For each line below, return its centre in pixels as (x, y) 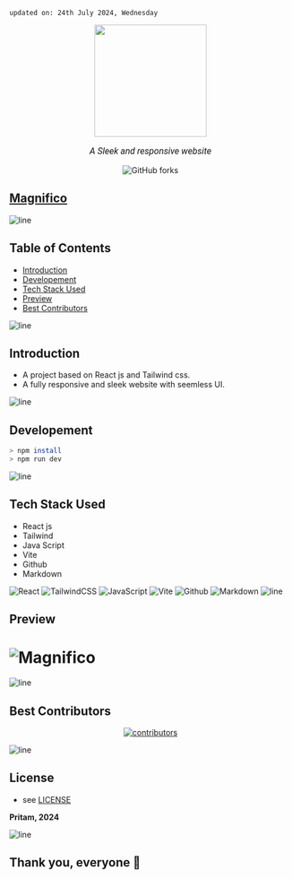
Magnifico (39, 199)
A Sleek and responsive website (150, 151)
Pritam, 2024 (34, 817)
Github (34, 564)
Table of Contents (60, 248)
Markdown (42, 573)
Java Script (43, 545)
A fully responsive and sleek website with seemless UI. (124, 385)
